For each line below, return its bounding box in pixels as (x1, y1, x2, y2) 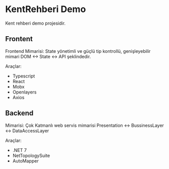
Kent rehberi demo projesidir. (5, 20, 66, 26)
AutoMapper (12, 157, 39, 164)
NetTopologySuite (12, 152, 50, 158)
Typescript (12, 73, 35, 79)
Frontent (5, 35, 33, 43)
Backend (5, 109, 34, 118)
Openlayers (12, 89, 37, 95)
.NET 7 (12, 147, 27, 153)
